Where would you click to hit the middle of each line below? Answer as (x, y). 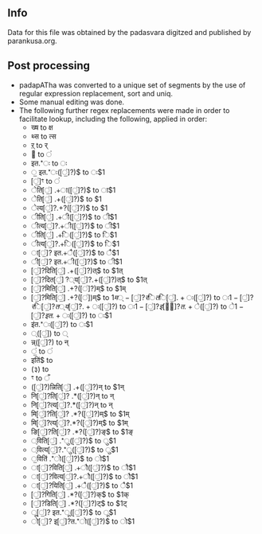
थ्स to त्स (43, 136)
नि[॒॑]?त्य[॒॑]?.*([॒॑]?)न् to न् (72, 404)
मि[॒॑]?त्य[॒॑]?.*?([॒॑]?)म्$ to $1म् (79, 423)
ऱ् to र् (39, 145)
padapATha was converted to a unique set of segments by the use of (132, 85)
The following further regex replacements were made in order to (124, 110)
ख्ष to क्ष (42, 127)
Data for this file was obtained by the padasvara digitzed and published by (129, 32)
